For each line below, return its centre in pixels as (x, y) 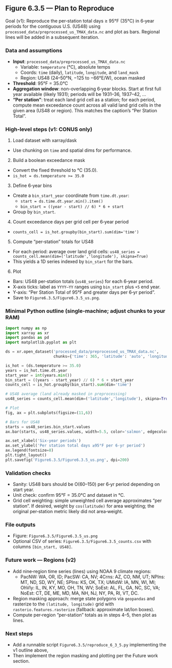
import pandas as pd (27, 338)
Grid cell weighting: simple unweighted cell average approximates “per (87, 501)
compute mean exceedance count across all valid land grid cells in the (87, 105)
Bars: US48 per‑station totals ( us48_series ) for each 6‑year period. (83, 281)
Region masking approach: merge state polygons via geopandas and (84, 598)
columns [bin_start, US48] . (42, 547)
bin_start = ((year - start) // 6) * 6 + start (72, 207)
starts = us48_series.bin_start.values (48, 427)
